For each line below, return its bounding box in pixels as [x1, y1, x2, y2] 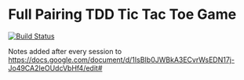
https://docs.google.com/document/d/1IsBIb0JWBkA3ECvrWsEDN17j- [8, 55, 235, 64]
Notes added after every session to [8, 46, 122, 56]
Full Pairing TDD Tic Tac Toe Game [8, 5, 237, 24]
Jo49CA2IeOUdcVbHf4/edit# [8, 63, 103, 72]
